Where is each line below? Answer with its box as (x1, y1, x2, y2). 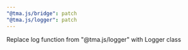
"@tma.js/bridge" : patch (6, 10, 77, 17)
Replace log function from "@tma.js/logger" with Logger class (6, 35, 182, 43)
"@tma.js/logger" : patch (6, 16, 77, 23)
